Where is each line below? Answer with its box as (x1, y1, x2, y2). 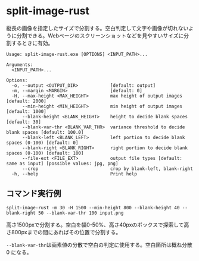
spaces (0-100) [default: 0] (6, 140, 79, 146)
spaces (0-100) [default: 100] (6, 150, 84, 156)
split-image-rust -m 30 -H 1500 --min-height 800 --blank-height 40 (6, 205, 180, 210)
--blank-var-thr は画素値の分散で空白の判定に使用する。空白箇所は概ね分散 (6, 241, 192, 248)
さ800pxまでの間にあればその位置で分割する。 (6, 228, 122, 235)
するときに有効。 (11, 39, 54, 46)
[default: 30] (6, 119, 42, 125)
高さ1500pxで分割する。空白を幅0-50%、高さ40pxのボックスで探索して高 (6, 221, 189, 228)
